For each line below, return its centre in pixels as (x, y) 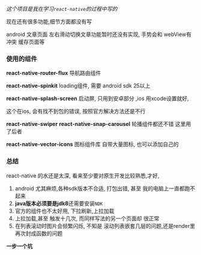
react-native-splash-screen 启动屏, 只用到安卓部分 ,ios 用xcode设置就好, (97, 98)
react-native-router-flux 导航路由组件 (54, 73)
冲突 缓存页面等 (25, 42)
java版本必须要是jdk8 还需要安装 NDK (59, 203)
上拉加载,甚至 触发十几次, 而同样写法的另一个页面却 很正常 (87, 218)
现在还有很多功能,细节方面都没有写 (49, 22)
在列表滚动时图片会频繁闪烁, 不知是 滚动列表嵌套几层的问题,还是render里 (105, 226)
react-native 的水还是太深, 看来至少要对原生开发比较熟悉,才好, (83, 175)
